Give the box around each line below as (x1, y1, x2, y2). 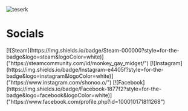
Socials (6, 27, 44, 40)
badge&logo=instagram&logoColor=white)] (6, 72, 114, 80)
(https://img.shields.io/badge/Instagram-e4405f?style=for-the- (6, 66, 164, 73)
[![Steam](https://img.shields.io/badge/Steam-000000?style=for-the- (6, 46, 180, 54)
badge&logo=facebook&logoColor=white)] (6, 91, 112, 99)
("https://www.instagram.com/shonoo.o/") (6, 78, 112, 86)
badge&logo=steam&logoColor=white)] (6, 53, 104, 60)
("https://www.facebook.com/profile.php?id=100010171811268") (6, 98, 165, 105)
